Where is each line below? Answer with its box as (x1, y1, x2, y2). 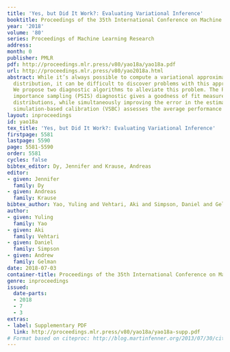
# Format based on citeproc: (7, 335, 90, 342)
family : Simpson (13, 246, 60, 253)
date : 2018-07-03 (7, 264, 57, 271)
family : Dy (13, 182, 44, 189)
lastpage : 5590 (7, 138, 51, 144)
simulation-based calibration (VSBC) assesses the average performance (13, 105, 222, 112)
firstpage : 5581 (7, 131, 53, 138)
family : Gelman (13, 258, 57, 265)
